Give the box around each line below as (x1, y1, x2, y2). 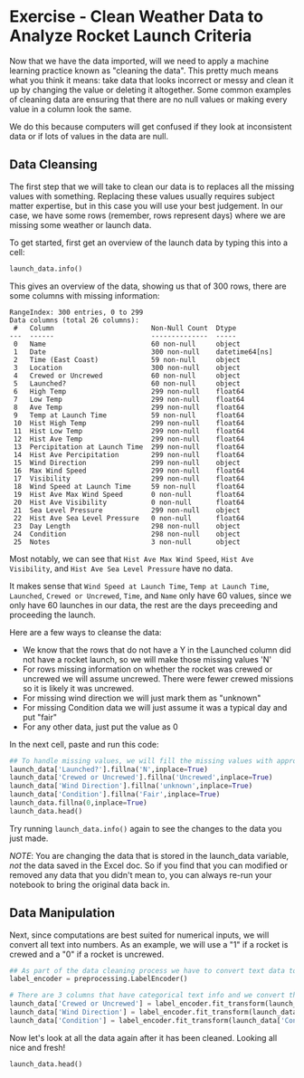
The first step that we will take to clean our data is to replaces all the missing (9, 181, 295, 192)
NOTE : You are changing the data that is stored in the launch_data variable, (9, 850, 290, 861)
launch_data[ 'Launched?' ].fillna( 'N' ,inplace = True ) (9, 765, 208, 774)
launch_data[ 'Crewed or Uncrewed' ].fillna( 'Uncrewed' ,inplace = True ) (9, 773, 273, 782)
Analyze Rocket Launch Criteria (9, 25, 252, 46)
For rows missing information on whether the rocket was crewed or (22, 663, 273, 674)
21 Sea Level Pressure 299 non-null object (13, 505, 242, 515)
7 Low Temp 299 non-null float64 (13, 395, 245, 404)
